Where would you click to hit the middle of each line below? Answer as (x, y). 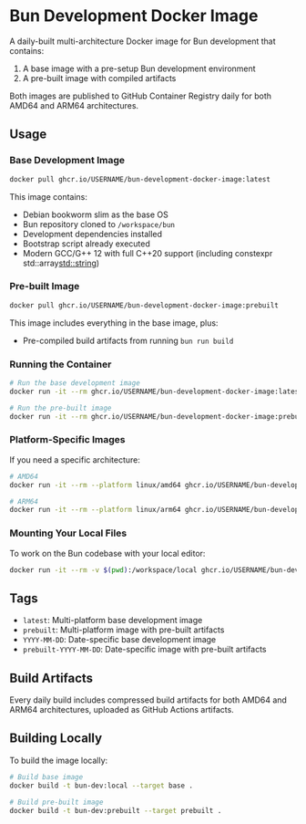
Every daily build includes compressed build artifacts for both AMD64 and (148, 700)
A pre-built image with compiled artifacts (99, 78)
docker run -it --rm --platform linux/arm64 (95, 510)
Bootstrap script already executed (86, 244)
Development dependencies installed (92, 234)
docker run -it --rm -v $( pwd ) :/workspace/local (103, 570)
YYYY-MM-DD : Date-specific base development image (119, 640)
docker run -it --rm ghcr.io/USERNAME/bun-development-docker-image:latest (156, 391)
